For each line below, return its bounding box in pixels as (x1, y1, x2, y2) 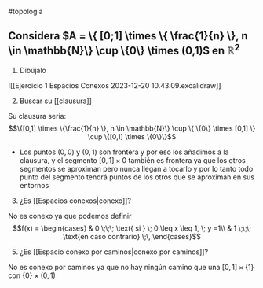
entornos (19, 180, 49, 190)
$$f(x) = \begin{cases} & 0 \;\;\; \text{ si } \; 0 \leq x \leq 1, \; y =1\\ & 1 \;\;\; (12, 223, 252, 233)
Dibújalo (19, 65, 47, 75)
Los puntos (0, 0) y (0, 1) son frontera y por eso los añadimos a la (19, 147, 229, 157)
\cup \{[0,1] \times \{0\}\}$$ (87, 131, 177, 141)
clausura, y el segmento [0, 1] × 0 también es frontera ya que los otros (19, 155, 246, 164)
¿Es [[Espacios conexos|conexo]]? (19, 196, 132, 205)
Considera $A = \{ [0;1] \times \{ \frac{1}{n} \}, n (8, 29, 248, 42)
